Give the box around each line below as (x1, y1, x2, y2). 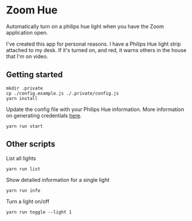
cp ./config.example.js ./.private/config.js (6, 90, 119, 96)
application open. (6, 29, 48, 36)
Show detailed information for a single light (6, 176, 110, 183)
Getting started (6, 70, 63, 80)
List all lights (6, 154, 36, 161)
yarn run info (6, 188, 41, 194)
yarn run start (6, 123, 43, 129)
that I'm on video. (6, 53, 49, 60)
